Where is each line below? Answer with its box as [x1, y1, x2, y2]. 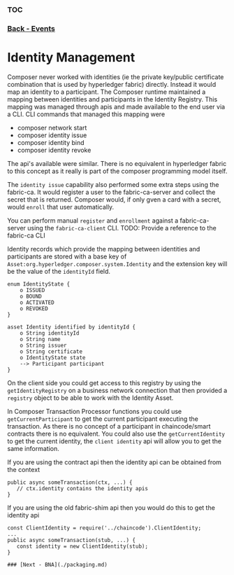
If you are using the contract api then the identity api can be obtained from [7, 457, 222, 466]
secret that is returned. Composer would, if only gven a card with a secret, [7, 195, 221, 204]
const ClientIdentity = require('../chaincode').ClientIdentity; [7, 524, 201, 532]
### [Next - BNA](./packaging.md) [7, 561, 108, 568]
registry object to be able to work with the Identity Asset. [7, 394, 174, 402]
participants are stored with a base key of [7, 252, 127, 261]
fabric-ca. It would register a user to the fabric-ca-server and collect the [7, 188, 216, 196]
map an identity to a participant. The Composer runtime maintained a [7, 88, 206, 96]
